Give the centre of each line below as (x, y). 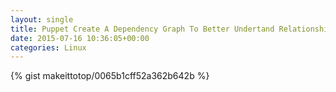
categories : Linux (48, 47)
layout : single (42, 19)
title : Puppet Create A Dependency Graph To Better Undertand (142, 29)
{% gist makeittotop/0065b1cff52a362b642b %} (110, 76)
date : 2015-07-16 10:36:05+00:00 (80, 38)
